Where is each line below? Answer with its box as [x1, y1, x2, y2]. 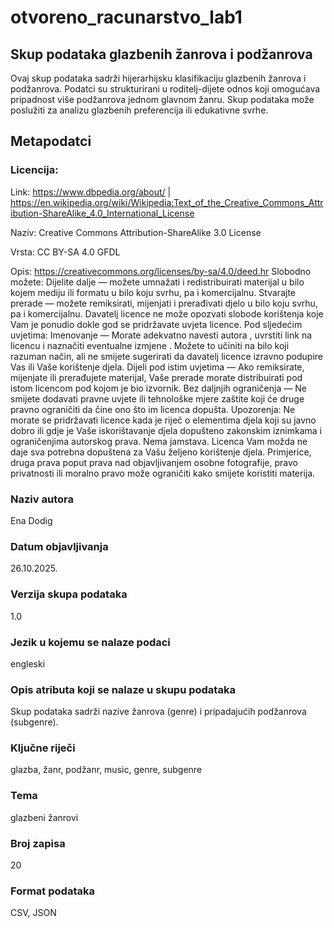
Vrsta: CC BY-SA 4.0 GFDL [10, 246, 121, 258]
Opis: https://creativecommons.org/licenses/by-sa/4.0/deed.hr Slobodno [10, 265, 312, 277]
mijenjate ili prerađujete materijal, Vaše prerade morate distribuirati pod [10, 371, 303, 383]
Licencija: [10, 163, 59, 177]
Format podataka [10, 884, 95, 898]
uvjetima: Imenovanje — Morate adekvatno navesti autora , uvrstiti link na [10, 329, 313, 341]
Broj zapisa [10, 836, 66, 850]
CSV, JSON [10, 907, 57, 919]
